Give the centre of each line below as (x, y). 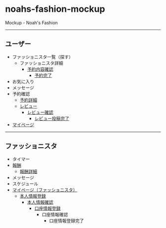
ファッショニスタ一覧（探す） (42, 57)
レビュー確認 (40, 112)
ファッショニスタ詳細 (41, 63)
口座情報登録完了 (66, 221)
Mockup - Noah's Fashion (32, 23)
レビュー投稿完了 (52, 118)
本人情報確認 (40, 202)
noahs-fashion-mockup (55, 9)
